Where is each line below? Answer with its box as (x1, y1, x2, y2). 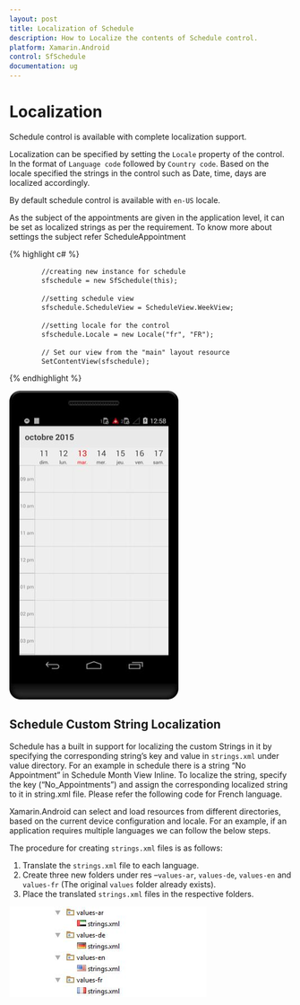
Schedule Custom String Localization (9, 717, 221, 732)
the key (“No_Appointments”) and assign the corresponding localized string (9, 779, 288, 789)
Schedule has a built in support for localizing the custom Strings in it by (9, 741, 272, 752)
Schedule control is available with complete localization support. (9, 131, 247, 142)
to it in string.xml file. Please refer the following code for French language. (9, 789, 283, 799)
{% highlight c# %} (9, 248, 80, 260)
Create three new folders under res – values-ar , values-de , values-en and (21, 869, 292, 880)
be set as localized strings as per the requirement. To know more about (9, 221, 272, 233)
